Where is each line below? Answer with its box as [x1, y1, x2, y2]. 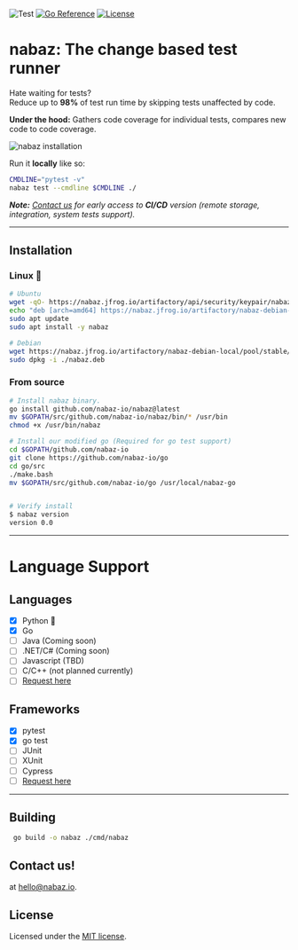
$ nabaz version [9, 510, 69, 519]
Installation [9, 243, 73, 258]
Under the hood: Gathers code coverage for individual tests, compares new [9, 114, 286, 124]
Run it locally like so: [9, 158, 86, 169]
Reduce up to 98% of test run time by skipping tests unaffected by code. [9, 97, 276, 107]
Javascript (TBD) [21, 656, 84, 666]
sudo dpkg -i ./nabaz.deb [9, 355, 105, 364]
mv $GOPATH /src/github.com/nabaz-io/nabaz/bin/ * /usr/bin [9, 412, 228, 421]
